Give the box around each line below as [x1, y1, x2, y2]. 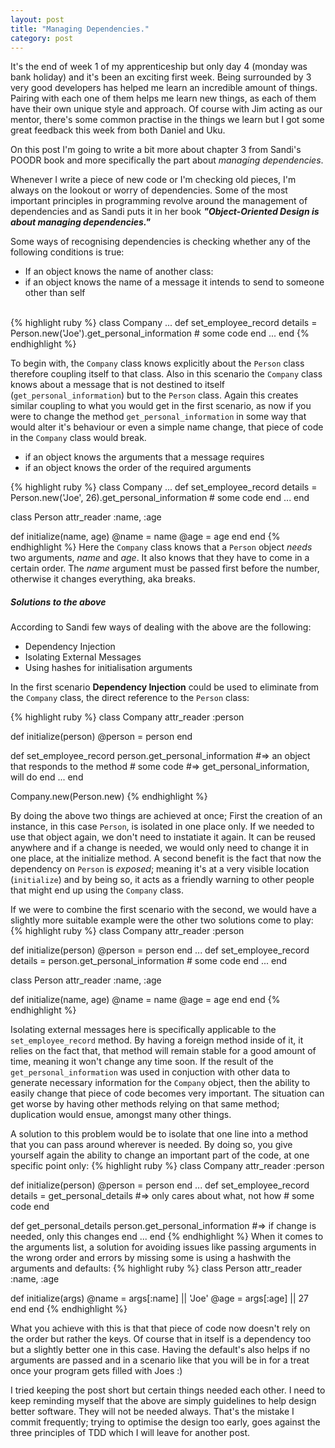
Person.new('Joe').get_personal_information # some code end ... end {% [10, 327, 310, 340]
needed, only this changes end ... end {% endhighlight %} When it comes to [10, 1231, 324, 1243]
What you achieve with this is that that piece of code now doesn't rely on [10, 1322, 311, 1335]
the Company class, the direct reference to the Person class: [10, 692, 250, 704]
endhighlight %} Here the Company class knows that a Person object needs [10, 541, 313, 553]
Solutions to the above [10, 596, 107, 608]
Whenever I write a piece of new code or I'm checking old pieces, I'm [10, 174, 297, 186]
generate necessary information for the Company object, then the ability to [10, 1077, 311, 1089]
